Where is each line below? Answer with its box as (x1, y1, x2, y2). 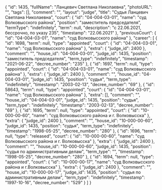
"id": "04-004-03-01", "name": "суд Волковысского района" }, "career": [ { (5, 35, 158, 41)
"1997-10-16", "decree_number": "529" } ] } (5, 180, 92, 185)
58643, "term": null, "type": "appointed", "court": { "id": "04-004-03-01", (5, 87, 151, 92)
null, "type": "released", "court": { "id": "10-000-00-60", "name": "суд (5, 133, 145, 139)
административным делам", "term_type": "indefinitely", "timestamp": (5, 174, 146, 180)
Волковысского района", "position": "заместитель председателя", (5, 19, 142, 25)
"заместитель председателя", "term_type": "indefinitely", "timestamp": (5, 56, 149, 61)
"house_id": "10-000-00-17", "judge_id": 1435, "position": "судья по (5, 170, 141, 175)
